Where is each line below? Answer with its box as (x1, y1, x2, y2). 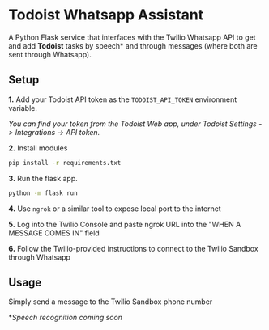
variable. (8, 103, 38, 112)
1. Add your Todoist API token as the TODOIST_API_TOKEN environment (8, 95, 237, 104)
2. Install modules (8, 143, 68, 153)
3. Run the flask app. (8, 173, 79, 183)
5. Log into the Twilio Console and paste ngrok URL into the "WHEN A (8, 219, 241, 229)
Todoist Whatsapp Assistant (8, 6, 204, 24)
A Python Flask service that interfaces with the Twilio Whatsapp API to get (8, 32, 257, 42)
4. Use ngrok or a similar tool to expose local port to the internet (8, 204, 221, 214)
